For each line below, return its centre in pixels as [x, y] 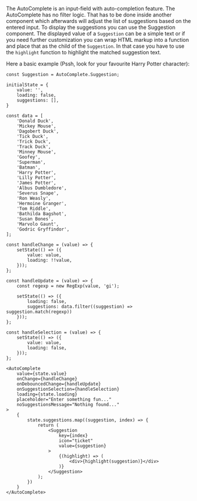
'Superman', [31, 162]
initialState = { [27, 85]
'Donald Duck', [35, 121]
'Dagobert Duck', [38, 131]
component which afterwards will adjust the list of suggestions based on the [98, 21]
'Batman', [29, 167]
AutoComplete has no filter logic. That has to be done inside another [89, 15]
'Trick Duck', [34, 141]
